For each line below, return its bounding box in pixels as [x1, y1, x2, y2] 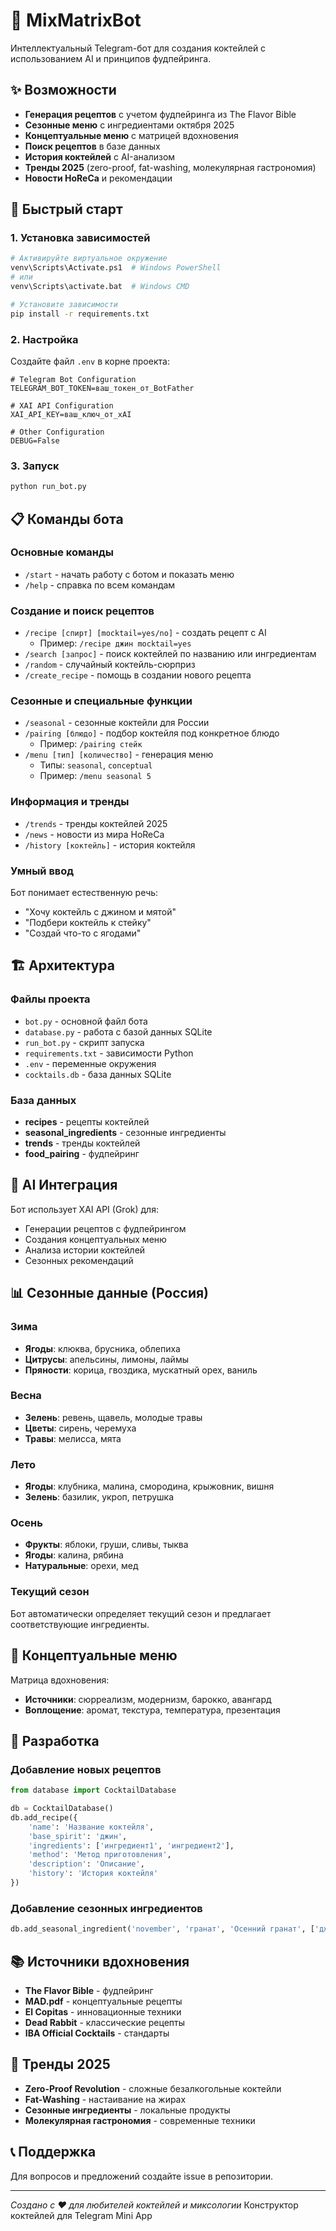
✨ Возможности [10, 82, 117, 99]
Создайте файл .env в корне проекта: [10, 355, 170, 367]
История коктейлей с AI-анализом [24, 150, 176, 163]
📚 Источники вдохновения [10, 1953, 190, 1970]
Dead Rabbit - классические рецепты [24, 2016, 186, 2028]
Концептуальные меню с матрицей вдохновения [24, 129, 239, 141]
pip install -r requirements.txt [10, 309, 150, 319]
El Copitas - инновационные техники [24, 2005, 182, 2018]
